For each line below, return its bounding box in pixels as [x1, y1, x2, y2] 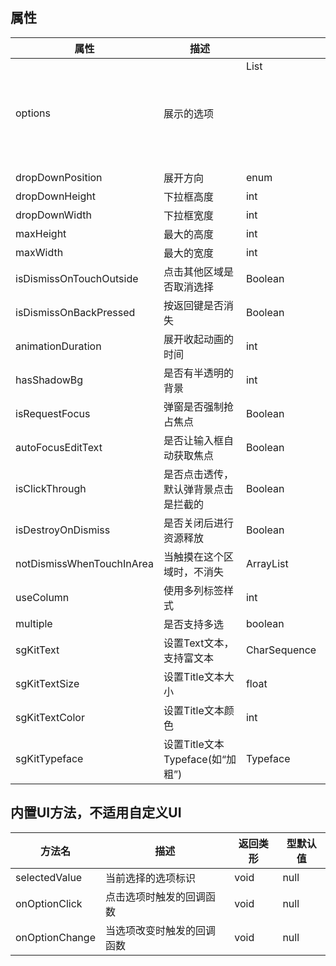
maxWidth [15, 245, 64, 259]
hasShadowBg [15, 373, 84, 387]
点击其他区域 [163, 264, 225, 278]
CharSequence [245, 643, 317, 657]
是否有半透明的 [163, 366, 235, 380]
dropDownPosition [15, 170, 103, 184]
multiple [15, 616, 53, 630]
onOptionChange [15, 930, 96, 944]
